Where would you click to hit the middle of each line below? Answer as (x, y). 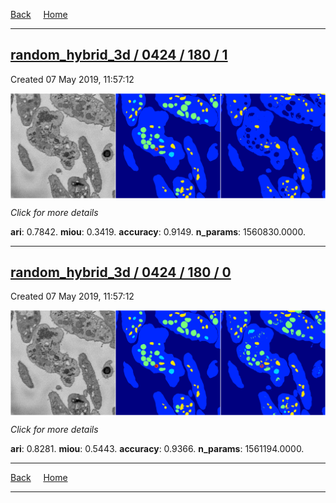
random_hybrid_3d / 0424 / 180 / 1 (119, 55)
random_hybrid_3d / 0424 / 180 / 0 (121, 272)
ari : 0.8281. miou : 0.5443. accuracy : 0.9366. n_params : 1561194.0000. (157, 449)
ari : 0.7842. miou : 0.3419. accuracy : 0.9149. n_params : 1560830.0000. (158, 231)
